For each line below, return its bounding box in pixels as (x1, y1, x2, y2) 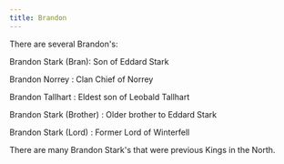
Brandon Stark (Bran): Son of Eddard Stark (9, 56, 169, 67)
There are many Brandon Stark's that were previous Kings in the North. (9, 144, 276, 155)
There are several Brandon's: (9, 38, 118, 49)
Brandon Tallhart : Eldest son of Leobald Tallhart (9, 91, 190, 102)
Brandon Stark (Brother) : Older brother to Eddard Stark (9, 108, 218, 119)
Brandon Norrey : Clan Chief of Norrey (9, 74, 154, 85)
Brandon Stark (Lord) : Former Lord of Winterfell (9, 127, 190, 138)
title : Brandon (9, 13, 67, 23)
